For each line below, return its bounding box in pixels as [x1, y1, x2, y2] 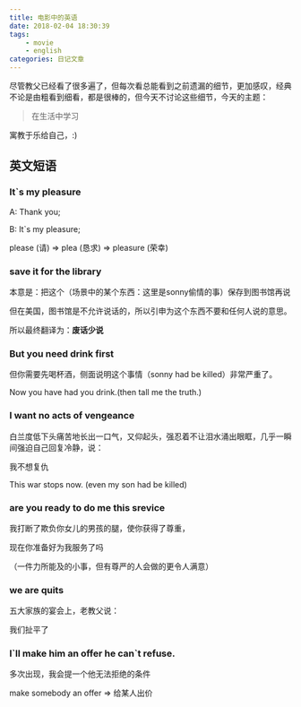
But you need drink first [9, 347, 115, 359]
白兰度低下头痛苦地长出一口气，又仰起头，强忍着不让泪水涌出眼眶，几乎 [9, 431, 276, 442]
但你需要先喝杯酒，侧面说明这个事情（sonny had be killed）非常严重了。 [9, 369, 278, 380]
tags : [9, 30, 30, 39]
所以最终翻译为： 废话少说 [9, 324, 104, 335]
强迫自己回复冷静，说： [16, 442, 104, 453]
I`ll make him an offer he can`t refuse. [9, 647, 176, 660]
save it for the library [9, 265, 102, 278]
